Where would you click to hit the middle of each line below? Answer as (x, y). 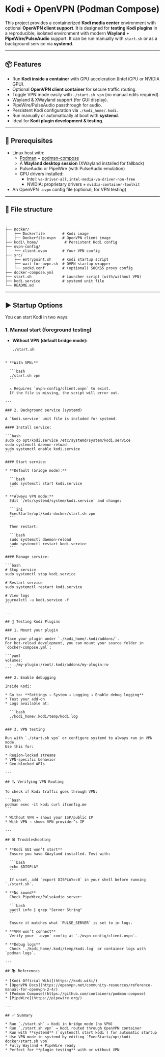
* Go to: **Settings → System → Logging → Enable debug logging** (74, 695)
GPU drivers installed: (41, 174)
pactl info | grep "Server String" (46, 910)
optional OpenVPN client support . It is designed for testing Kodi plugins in (81, 28)
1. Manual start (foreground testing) (48, 330)
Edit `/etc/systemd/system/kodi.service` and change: (66, 501)
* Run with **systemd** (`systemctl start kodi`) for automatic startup (81, 1033)
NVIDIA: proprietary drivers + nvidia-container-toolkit (83, 184)
